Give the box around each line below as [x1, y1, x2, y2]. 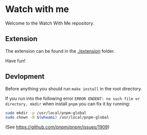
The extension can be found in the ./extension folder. [5, 48, 115, 54]
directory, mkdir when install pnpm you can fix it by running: [5, 100, 130, 106]
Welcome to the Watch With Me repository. [5, 20, 95, 26]
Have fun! [5, 58, 26, 64]
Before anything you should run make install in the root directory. [5, 85, 142, 91]
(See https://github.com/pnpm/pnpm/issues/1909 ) [5, 124, 110, 130]
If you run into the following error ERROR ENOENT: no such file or [5, 95, 140, 101]
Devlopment [5, 72, 45, 81]
